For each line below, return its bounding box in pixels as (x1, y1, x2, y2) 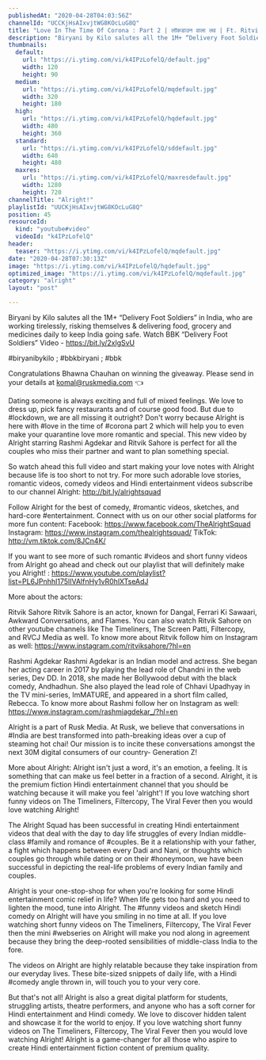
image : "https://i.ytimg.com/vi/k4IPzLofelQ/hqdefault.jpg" (8, 262, 211, 270)
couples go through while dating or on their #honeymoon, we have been (8, 854, 244, 864)
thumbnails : (8, 41, 47, 49)
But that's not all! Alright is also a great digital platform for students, (8, 993, 228, 1002)
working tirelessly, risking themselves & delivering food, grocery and (8, 322, 232, 330)
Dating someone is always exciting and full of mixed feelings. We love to (8, 396, 244, 405)
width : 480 (22, 122, 59, 130)
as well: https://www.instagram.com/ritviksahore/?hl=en (8, 641, 192, 650)
